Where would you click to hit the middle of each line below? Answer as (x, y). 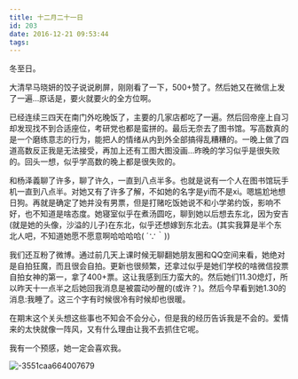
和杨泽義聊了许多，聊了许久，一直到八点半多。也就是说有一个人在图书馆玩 (145, 181)
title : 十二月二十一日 (47, 17)
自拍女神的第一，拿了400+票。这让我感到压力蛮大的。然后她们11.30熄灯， (145, 277)
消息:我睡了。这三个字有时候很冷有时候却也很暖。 (100, 299)
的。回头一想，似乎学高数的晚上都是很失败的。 (94, 162)
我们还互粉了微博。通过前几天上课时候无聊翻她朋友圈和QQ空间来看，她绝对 (147, 255)
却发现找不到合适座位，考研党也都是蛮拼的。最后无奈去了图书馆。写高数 (141, 129)
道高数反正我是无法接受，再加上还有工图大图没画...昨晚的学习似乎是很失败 (145, 151)
